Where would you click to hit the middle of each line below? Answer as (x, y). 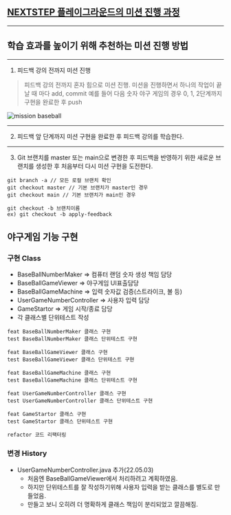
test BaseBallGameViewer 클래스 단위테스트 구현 (71, 360)
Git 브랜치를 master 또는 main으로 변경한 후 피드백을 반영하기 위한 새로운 (115, 157)
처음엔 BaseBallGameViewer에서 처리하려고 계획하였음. (102, 478)
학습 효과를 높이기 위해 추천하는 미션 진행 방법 (98, 46)
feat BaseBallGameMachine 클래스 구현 (59, 373)
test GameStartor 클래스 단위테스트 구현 (60, 421)
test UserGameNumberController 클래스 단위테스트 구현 (80, 401)
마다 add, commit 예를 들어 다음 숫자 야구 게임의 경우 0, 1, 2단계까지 (130, 93)
